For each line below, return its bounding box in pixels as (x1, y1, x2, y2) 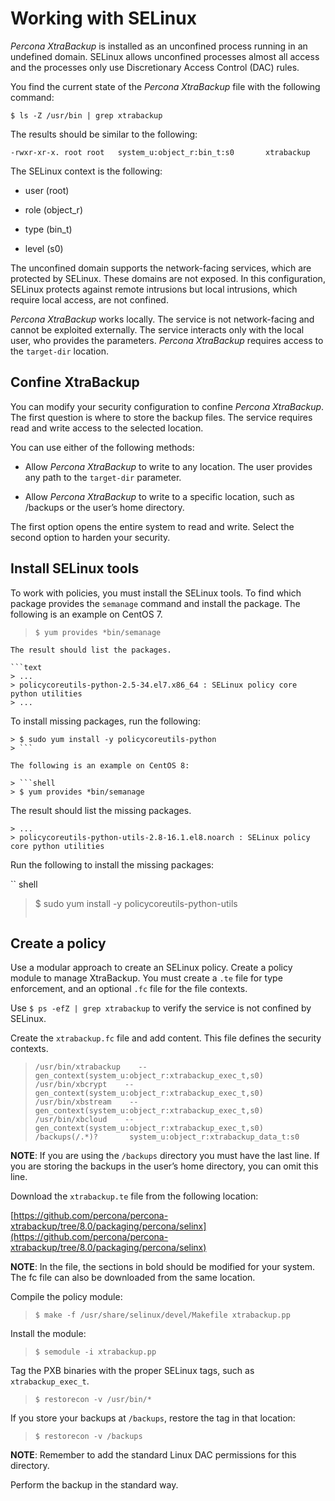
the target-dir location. (10, 345, 109, 357)
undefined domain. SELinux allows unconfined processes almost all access (10, 50, 320, 62)
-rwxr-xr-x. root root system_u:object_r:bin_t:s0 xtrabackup (10, 147, 311, 157)
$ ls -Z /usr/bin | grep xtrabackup (10, 110, 163, 121)
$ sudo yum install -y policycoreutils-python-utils (34, 897, 238, 909)
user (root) (24, 184, 70, 196)
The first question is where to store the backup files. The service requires (10, 411, 313, 423)
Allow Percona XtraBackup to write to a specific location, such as (24, 490, 295, 502)
